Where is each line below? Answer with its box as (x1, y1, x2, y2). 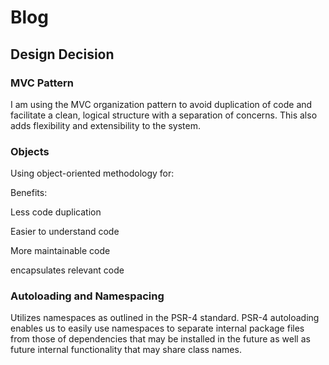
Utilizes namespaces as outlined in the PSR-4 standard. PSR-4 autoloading (10, 312, 320, 324)
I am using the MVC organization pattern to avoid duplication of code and (10, 98, 313, 110)
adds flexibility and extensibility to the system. (10, 119, 201, 131)
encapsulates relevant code (10, 264, 125, 276)
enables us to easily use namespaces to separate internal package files (10, 322, 305, 335)
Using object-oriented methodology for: (10, 167, 175, 180)
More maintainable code (10, 245, 111, 257)
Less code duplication (10, 206, 102, 218)
